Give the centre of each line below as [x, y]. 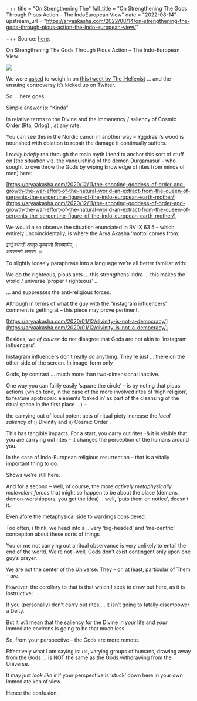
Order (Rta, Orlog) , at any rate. [43, 125]
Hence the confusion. [32, 693]
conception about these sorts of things [53, 534]
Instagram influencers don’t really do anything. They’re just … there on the [96, 356]
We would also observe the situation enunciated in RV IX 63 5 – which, [91, 227]
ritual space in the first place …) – [46, 404]
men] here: [19, 173]
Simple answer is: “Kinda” [37, 108]
